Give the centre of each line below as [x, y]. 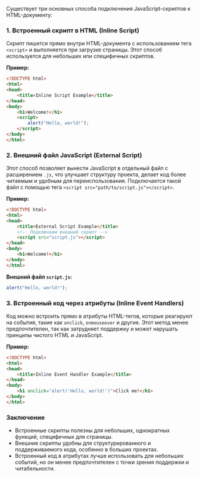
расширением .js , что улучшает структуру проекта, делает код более [96, 175]
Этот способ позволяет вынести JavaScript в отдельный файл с [87, 168]
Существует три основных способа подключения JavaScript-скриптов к [98, 9]
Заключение [26, 417]
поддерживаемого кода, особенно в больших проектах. [86, 450]
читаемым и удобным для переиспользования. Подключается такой [94, 181]
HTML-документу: [29, 15]
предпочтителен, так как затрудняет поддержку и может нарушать [92, 329]
